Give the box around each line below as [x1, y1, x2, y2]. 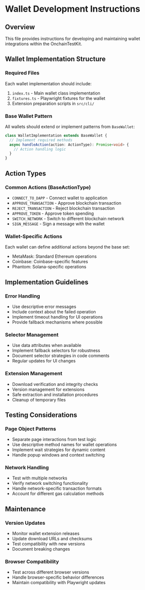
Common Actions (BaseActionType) [5, 184, 91, 190]
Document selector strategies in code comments [12, 353, 110, 359]
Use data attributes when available [12, 343, 81, 348]
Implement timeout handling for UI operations [12, 314, 103, 320]
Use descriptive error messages [12, 304, 77, 309]
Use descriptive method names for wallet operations [12, 442, 117, 448]
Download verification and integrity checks [12, 381, 98, 387]
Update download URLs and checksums [12, 536, 93, 542]
